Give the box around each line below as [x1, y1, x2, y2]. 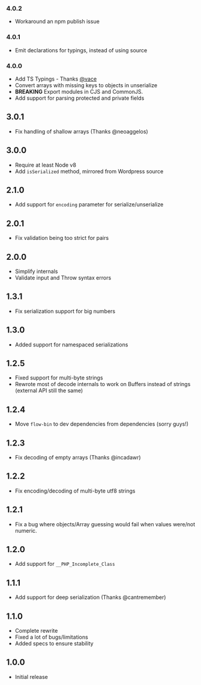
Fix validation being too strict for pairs [14, 235, 109, 242]
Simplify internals [14, 268, 58, 275]
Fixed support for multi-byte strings [14, 374, 103, 381]
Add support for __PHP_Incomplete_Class [14, 561, 115, 568]
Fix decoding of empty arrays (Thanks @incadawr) [14, 454, 141, 461]
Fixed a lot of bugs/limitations [14, 633, 88, 641]
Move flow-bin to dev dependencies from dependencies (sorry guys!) [14, 420, 189, 428]
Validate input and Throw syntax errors [14, 274, 112, 281]
